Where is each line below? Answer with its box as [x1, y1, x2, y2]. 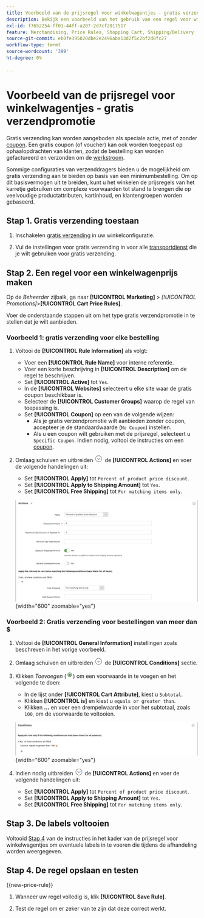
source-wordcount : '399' [6, 49, 69, 55]
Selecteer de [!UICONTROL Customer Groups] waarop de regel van [24, 398, 195, 405]
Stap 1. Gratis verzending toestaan [6, 215, 140, 226]
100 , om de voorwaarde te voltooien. [24, 710, 115, 717]
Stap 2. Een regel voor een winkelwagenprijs [6, 268, 178, 278]
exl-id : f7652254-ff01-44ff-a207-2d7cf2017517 [6, 23, 126, 29]
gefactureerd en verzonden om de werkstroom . [6, 154, 125, 161]
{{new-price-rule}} [6, 881, 53, 889]
